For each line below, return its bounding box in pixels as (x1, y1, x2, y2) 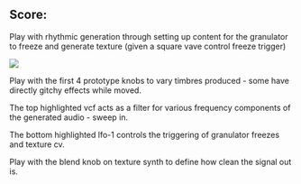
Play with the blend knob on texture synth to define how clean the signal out (9, 156, 292, 167)
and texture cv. (9, 139, 65, 150)
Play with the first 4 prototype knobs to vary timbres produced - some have (9, 75, 290, 86)
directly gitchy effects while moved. (9, 85, 142, 96)
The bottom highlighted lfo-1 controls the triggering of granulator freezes (9, 129, 280, 140)
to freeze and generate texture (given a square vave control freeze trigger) (9, 41, 287, 51)
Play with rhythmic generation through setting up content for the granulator (9, 31, 288, 41)
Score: (9, 7, 48, 23)
